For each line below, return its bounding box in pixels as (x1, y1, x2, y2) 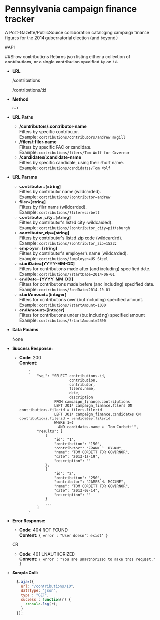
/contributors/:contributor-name (19, 124, 87, 129)
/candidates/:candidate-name (19, 154, 81, 160)
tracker (5, 14, 35, 25)
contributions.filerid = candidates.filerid (19, 416, 111, 421)
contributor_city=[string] (19, 214, 71, 220)
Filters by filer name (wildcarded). (19, 204, 87, 210)
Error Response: (12, 517, 46, 524)
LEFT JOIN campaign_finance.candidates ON (54, 412, 141, 417)
